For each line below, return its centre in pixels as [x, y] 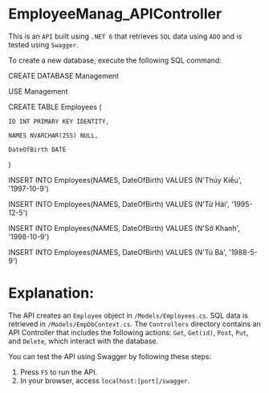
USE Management [38, 91]
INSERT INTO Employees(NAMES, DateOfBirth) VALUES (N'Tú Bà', [118, 252]
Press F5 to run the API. [59, 372]
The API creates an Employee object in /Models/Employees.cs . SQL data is [128, 315]
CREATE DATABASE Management [63, 75]
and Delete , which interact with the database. [84, 341]
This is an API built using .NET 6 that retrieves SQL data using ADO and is [125, 36]
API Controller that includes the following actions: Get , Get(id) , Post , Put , [128, 332]
